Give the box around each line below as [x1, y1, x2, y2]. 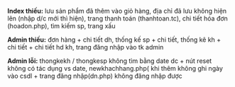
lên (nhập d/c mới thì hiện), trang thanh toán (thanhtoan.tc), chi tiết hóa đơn [7, 14, 229, 23]
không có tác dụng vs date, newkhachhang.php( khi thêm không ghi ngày [7, 64, 224, 72]
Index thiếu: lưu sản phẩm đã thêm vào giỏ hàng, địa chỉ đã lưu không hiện [7, 7, 227, 15]
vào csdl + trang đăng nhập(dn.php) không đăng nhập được [7, 71, 182, 80]
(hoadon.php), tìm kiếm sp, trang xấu [7, 22, 116, 30]
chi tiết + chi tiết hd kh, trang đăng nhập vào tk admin [7, 43, 164, 51]
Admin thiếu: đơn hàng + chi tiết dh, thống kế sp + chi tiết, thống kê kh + [7, 35, 222, 44]
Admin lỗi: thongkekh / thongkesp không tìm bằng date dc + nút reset [7, 57, 212, 65]
